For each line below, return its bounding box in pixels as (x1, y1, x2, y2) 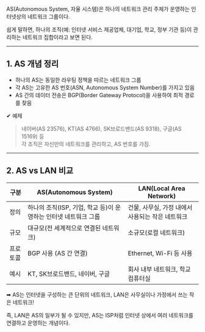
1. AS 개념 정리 (6, 59, 59, 69)
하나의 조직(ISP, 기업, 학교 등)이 (27, 203, 114, 212)
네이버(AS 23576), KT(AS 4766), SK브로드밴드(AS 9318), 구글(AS (21, 125, 182, 132)
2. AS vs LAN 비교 (6, 165, 74, 176)
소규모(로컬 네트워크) (128, 228, 185, 237)
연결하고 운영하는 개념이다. (6, 319, 70, 327)
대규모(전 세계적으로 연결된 (27, 223, 101, 232)
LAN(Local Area (138, 184, 185, 192)
